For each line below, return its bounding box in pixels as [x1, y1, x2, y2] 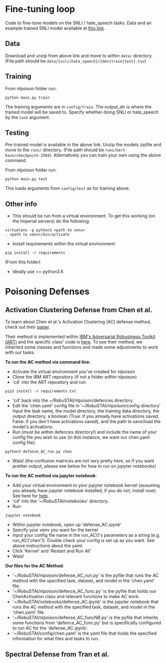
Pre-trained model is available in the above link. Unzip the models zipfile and [5, 142, 162, 148]
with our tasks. [5, 349, 36, 355]
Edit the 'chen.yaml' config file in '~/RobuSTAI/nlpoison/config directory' [12, 403, 161, 409]
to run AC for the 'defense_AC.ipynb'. [12, 625, 88, 631]
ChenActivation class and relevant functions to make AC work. [12, 594, 140, 600]
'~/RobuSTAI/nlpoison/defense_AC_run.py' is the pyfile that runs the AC [12, 572, 159, 578]
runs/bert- [105, 148, 128, 153]
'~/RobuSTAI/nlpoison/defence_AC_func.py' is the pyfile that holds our [12, 588, 157, 594]
